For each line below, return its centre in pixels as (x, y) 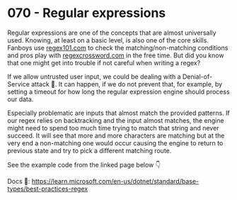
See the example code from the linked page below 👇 (84, 165)
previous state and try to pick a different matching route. (89, 150)
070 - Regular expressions (87, 13)
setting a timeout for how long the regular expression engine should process (118, 91)
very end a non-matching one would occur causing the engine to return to (115, 143)
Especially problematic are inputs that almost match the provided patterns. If (118, 113)
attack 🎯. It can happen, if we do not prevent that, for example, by (127, 84)
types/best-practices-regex (48, 189)
